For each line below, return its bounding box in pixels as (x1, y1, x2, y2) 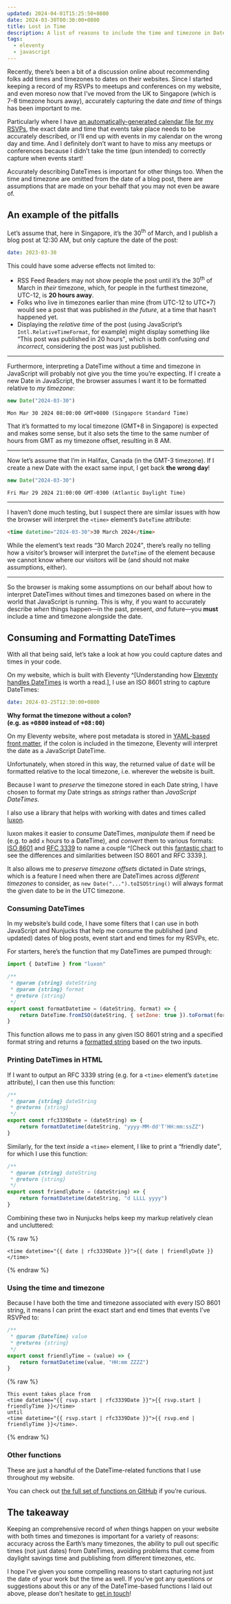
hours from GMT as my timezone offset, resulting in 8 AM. (7, 436, 172, 444)
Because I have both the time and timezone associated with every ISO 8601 (7, 1299, 221, 1307)
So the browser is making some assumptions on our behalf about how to (7, 583, 212, 591)
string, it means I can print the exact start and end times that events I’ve (7, 1306, 210, 1315)
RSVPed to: (7, 1313, 40, 1322)
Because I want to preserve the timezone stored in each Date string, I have (7, 781, 219, 789)
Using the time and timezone (7, 1283, 105, 1293)
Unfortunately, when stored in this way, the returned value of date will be (7, 760, 215, 768)
